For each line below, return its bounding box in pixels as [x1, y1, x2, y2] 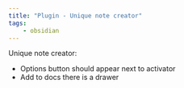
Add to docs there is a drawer [19, 73, 119, 82]
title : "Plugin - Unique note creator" [8, 11, 143, 20]
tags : [8, 19, 27, 27]
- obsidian [23, 26, 60, 34]
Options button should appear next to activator [19, 64, 176, 74]
